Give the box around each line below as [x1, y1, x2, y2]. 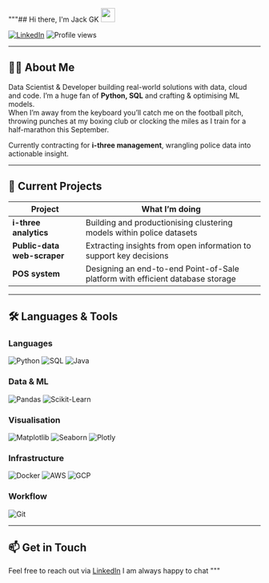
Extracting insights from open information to [85, 240, 251, 251]
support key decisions [85, 249, 170, 261]
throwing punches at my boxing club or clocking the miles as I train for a [8, 116, 247, 126]
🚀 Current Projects [8, 180, 102, 193]
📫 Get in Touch [8, 540, 87, 554]
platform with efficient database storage [85, 273, 236, 284]
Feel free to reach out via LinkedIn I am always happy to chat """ [8, 566, 221, 576]
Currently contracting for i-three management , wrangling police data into [8, 140, 251, 150]
